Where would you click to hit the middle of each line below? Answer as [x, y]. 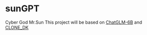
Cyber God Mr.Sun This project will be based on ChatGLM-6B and [74, 22]
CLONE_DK [17, 27]
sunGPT [22, 9]
